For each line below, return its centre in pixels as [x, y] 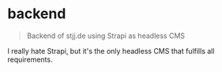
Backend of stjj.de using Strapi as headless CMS [106, 36]
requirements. [30, 59]
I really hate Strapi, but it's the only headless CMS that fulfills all [111, 51]
